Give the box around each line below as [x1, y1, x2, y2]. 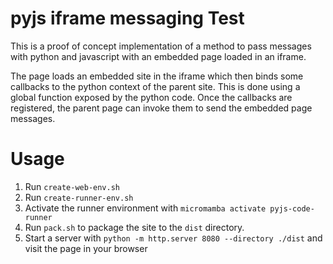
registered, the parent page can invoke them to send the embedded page [10, 102, 313, 114]
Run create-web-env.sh [24, 180, 120, 192]
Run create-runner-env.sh [24, 191, 134, 203]
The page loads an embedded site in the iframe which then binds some [10, 70, 304, 82]
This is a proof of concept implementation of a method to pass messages [10, 40, 312, 52]
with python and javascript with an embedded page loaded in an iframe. [10, 50, 307, 62]
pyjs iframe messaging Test [10, 7, 245, 30]
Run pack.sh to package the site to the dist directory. [24, 221, 245, 233]
